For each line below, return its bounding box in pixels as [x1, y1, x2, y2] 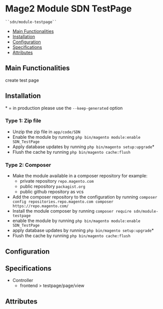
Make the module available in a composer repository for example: [12, 173, 147, 179]
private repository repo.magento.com [19, 178, 94, 184]
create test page [5, 77, 39, 83]
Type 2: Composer [5, 161, 51, 168]
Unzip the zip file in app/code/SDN [12, 128, 81, 135]
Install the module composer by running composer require [12, 208, 131, 214]
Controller [12, 278, 33, 284]
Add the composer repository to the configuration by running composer [12, 194, 157, 200]
